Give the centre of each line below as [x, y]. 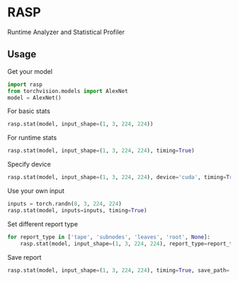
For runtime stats [32, 138]
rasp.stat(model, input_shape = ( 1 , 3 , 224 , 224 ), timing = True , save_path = [119, 270]
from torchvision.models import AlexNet [68, 91]
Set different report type [42, 224]
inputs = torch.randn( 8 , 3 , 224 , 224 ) [64, 204]
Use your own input [36, 191]
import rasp [25, 84]
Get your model [30, 71]
